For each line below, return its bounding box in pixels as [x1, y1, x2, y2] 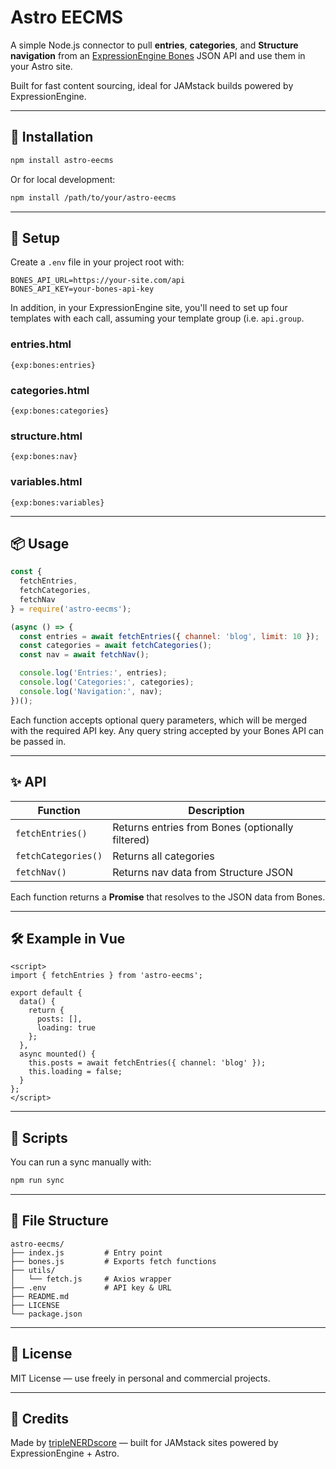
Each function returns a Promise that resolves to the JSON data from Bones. [10, 891, 326, 903]
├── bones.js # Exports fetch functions [10, 1256, 217, 1266]
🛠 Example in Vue [10, 930, 126, 947]
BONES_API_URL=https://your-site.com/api [10, 276, 186, 286]
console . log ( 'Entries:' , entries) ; [19, 668, 168, 678]
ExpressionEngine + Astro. [10, 1447, 120, 1460]
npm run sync [10, 1176, 65, 1186]
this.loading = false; [28, 1067, 123, 1077]
